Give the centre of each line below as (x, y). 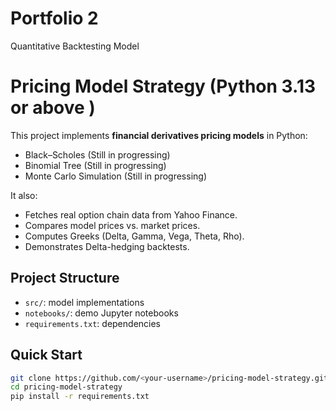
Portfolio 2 (54, 18)
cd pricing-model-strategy (66, 387)
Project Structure (65, 278)
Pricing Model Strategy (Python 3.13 (163, 86)
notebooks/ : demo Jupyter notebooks (101, 313)
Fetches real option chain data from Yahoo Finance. (131, 214)
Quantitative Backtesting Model (75, 46)
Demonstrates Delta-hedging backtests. (107, 246)
